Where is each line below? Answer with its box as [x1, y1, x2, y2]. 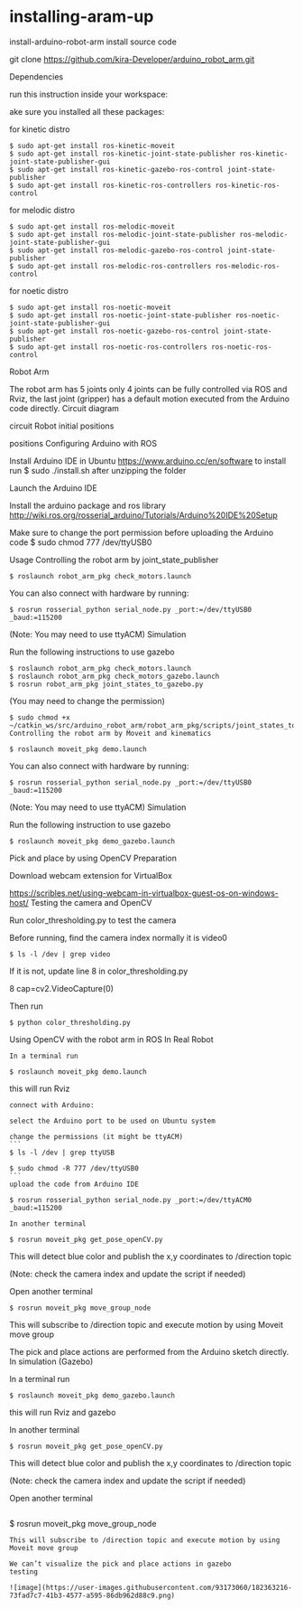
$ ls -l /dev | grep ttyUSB [9, 1148, 115, 1157]
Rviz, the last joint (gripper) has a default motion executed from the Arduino [9, 393, 290, 404]
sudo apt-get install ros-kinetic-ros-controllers [17, 181, 212, 190]
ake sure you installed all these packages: [9, 106, 165, 117]
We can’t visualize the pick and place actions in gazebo [9, 1559, 232, 1568]
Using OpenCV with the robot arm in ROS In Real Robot [9, 1033, 214, 1045]
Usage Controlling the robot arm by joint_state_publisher [9, 554, 219, 565]
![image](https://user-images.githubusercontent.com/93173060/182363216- [9, 1583, 293, 1592]
